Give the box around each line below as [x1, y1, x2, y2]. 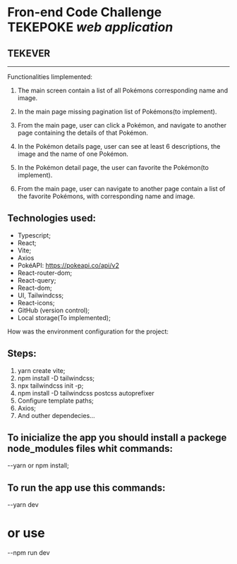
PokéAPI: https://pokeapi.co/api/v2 [17, 261, 120, 269]
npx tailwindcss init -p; [17, 381, 84, 390]
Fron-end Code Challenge [7, 4, 162, 20]
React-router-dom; [17, 269, 73, 277]
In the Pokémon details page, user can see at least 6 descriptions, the [17, 142, 221, 150]
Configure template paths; [17, 396, 94, 405]
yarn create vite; [17, 366, 66, 374]
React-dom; [17, 283, 52, 292]
